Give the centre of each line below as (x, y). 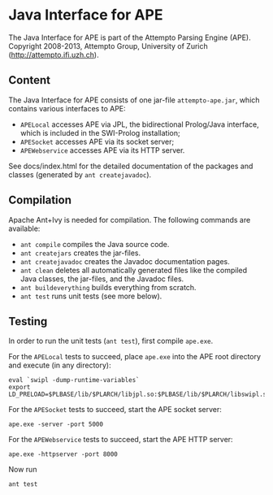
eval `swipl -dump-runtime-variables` (74, 380)
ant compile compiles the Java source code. (95, 244)
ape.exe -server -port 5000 (56, 424)
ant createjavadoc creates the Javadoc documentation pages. (125, 261)
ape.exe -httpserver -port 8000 (63, 454)
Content (30, 80)
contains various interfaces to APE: (67, 108)
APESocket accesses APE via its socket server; (97, 141)
